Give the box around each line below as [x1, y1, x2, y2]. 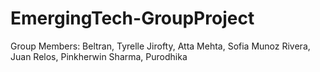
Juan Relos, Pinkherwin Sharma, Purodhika [10, 50, 188, 62]
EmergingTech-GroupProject [10, 7, 255, 30]
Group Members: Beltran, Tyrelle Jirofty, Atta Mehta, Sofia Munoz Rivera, [10, 40, 311, 52]
